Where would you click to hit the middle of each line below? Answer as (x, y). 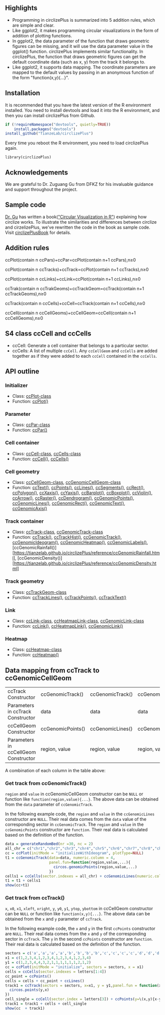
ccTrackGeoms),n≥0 (26, 294)
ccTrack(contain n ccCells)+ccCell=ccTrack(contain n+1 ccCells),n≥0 (75, 303)
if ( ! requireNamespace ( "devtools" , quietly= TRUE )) (58, 124)
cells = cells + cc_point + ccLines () (45, 981)
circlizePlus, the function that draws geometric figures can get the (79, 57)
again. (12, 148)
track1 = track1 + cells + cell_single (46, 1004)
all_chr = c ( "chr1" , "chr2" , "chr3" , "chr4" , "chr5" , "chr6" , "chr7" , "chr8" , (80, 849)
